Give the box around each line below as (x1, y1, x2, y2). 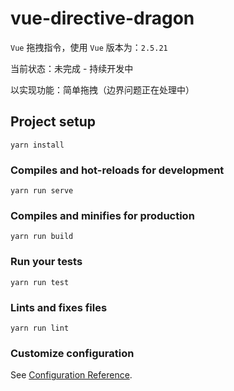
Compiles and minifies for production (10, 208, 195, 222)
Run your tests (10, 255, 83, 269)
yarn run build (10, 232, 74, 242)
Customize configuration (10, 346, 135, 360)
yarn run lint (10, 323, 70, 333)
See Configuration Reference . (10, 369, 133, 381)
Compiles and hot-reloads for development (10, 163, 225, 177)
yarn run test (10, 277, 70, 287)
